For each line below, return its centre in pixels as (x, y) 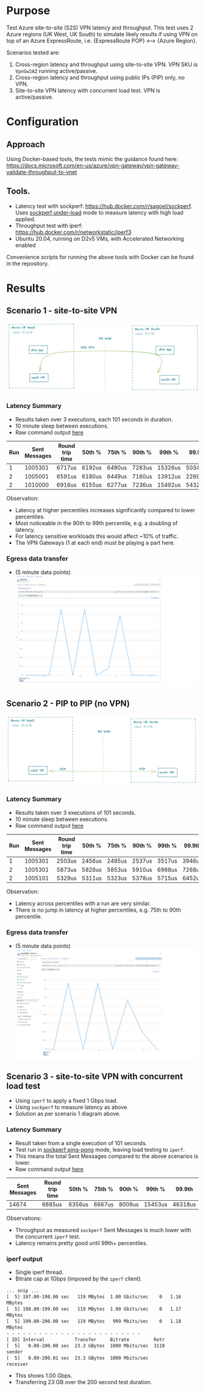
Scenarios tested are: (33, 52)
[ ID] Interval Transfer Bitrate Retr (86, 1340)
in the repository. (28, 263)
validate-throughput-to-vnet (42, 172)
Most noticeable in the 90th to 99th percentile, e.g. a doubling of (96, 523)
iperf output (24, 1258)
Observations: (24, 1218)
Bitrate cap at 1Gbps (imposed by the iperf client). (78, 1279)
